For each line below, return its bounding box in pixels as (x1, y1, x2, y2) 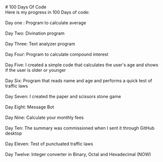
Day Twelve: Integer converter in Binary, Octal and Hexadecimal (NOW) (5, 152, 152, 157)
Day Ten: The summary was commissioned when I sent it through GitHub (5, 125, 155, 131)
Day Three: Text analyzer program (5, 41, 76, 47)
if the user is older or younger (5, 67, 66, 73)
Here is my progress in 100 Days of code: (5, 9, 90, 15)
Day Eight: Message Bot (5, 104, 55, 110)
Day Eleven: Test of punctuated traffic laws (5, 141, 93, 147)
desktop (5, 130, 22, 136)
